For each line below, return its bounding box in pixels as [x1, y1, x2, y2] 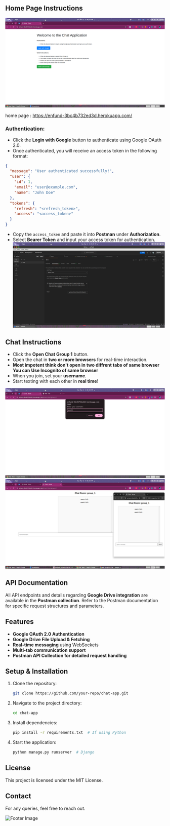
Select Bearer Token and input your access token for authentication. [12, 237, 156, 243]
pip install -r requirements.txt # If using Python [12, 730, 126, 735]
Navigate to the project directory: [12, 700, 82, 706]
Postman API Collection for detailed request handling [12, 652, 127, 658]
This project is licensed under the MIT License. [5, 777, 103, 783]
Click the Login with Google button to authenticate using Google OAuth [12, 137, 162, 143]
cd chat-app [12, 711, 38, 716]
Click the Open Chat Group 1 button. [12, 351, 89, 358]
